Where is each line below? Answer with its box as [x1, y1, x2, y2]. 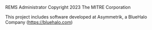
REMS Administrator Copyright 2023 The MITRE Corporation [5, 4, 131, 10]
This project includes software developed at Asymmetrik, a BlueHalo [5, 14, 147, 19]
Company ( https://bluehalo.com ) [5, 19, 73, 25]
